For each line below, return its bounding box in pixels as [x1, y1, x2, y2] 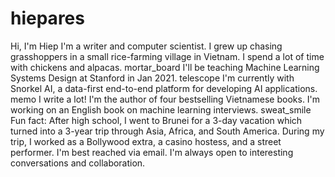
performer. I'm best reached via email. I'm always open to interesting [10, 146, 294, 158]
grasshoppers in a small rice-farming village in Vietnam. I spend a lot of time [10, 50, 325, 62]
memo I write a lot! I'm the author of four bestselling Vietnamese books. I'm [10, 93, 321, 105]
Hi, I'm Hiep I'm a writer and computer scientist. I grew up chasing [10, 40, 283, 52]
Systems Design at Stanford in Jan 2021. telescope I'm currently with [10, 72, 295, 84]
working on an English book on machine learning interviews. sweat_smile [10, 103, 312, 116]
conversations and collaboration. [10, 157, 146, 169]
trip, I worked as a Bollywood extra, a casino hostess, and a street [10, 135, 282, 147]
